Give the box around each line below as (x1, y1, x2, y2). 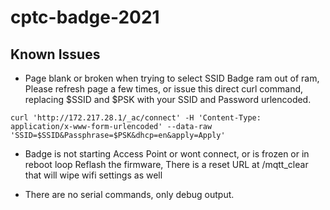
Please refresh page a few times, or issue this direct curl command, (24, 83, 304, 95)
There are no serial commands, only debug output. (24, 189, 235, 200)
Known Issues (10, 46, 101, 63)
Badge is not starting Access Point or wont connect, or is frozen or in (24, 148, 310, 160)
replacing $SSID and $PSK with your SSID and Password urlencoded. (24, 94, 312, 105)
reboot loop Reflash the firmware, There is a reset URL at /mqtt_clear (24, 159, 309, 170)
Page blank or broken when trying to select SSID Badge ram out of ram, (24, 72, 320, 84)
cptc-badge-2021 (10, 6, 160, 29)
